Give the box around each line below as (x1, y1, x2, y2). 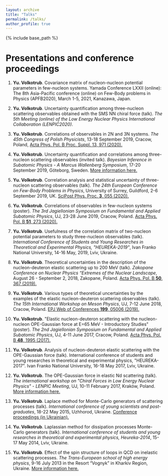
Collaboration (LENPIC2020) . (12, 121, 73, 128)
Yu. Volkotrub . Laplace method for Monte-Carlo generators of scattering (12, 398, 163, 404)
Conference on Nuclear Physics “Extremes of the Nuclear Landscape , (12, 270, 158, 276)
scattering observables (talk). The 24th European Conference (30, 182, 158, 188)
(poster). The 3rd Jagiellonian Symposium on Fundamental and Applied (12, 208, 161, 214)
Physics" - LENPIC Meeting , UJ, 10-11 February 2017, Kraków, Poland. (12, 383, 156, 389)
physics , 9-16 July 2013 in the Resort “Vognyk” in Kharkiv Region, (12, 460, 148, 466)
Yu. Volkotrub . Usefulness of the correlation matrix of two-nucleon (12, 228, 152, 234)
